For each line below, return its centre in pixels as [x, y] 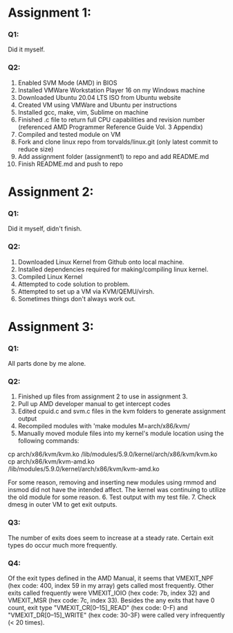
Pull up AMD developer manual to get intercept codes [94, 404]
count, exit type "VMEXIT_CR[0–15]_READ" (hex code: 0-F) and [98, 607]
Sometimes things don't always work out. [77, 298]
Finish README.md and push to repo [70, 164]
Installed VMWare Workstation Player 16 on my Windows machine [111, 90]
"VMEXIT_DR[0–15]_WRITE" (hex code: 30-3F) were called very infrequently [116, 615]
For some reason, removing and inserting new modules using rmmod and [112, 482]
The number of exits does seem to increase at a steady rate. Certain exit [111, 538]
